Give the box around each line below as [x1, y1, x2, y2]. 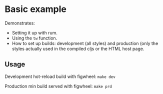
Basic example [4, 3, 67, 15]
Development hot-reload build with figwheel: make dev [4, 73, 115, 79]
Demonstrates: [4, 20, 35, 26]
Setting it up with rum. [11, 29, 58, 35]
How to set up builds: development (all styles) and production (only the [11, 40, 158, 46]
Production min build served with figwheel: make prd [4, 83, 112, 89]
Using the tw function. [11, 35, 57, 41]
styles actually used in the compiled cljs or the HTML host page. [11, 45, 144, 51]
